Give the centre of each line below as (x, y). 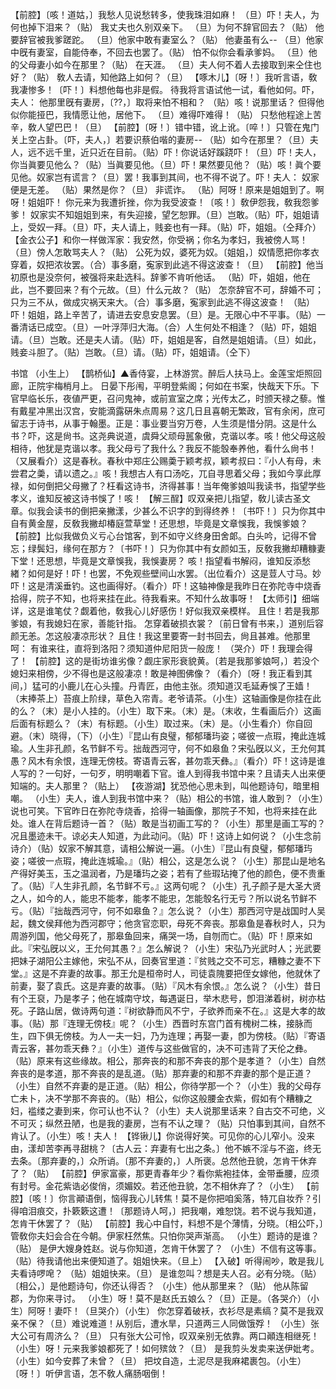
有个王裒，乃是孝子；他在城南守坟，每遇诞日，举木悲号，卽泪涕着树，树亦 (163, 998)
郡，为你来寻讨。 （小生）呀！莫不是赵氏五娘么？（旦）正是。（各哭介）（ (160, 1298)
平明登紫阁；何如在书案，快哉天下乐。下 (236, 386)
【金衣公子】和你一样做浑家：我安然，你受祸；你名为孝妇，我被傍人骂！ (159, 239)
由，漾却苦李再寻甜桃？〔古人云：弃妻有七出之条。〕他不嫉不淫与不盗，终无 (166, 1148)
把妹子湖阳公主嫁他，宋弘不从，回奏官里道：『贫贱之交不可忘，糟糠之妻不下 (166, 961)
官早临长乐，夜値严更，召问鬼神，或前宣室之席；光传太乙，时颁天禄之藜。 (163, 398)
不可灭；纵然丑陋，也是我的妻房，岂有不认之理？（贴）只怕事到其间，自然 (163, 1123)
